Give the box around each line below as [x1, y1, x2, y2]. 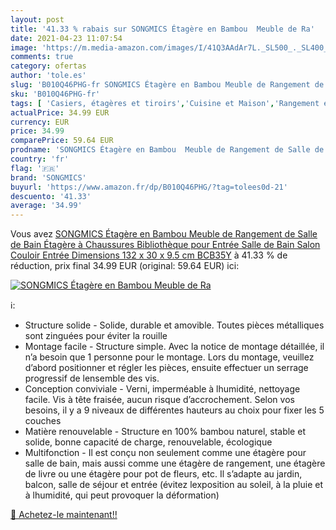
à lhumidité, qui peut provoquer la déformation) [24, 489, 220, 501]
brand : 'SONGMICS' [10, 172, 87, 183]
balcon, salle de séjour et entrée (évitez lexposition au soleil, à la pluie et [24, 479, 324, 491]
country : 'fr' [10, 154, 70, 164]
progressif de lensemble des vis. [24, 372, 160, 385]
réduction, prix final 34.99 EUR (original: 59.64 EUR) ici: [10, 260, 240, 272]
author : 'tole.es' [10, 71, 87, 81]
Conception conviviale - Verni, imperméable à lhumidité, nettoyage [24, 383, 301, 395]
